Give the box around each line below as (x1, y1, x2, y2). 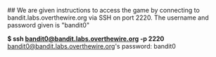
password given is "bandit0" (7, 21, 90, 29)
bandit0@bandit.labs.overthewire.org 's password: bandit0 (7, 42, 176, 50)
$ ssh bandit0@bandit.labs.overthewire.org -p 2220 (7, 34, 165, 43)
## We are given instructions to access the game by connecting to (7, 6, 201, 14)
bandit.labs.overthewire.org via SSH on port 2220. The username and (7, 13, 209, 22)
